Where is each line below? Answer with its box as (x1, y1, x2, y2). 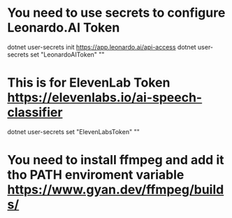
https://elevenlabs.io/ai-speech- (7, 89, 203, 106)
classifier (7, 105, 63, 120)
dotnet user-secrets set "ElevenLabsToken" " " (7, 127, 140, 136)
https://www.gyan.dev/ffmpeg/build (7, 182, 224, 198)
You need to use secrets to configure (7, 5, 226, 21)
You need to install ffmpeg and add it (7, 152, 224, 168)
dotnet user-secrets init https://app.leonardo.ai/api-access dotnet (7, 43, 197, 51)
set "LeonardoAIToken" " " (30, 50, 105, 59)
